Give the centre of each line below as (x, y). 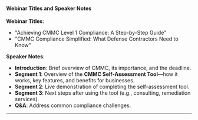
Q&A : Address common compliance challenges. (73, 105)
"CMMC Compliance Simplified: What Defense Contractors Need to (96, 39)
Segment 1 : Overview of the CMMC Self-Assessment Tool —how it (96, 74)
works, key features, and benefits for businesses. (75, 81)
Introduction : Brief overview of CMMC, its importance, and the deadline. (103, 68)
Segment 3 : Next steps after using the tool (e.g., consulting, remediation (103, 93)
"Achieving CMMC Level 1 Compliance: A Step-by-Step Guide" (90, 33)
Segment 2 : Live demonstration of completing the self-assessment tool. (102, 87)
